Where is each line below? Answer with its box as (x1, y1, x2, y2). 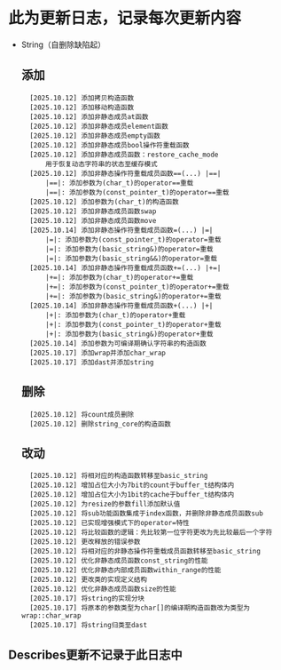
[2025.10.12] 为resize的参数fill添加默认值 (29, 499, 181, 509)
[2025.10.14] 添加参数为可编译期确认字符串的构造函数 (29, 339, 207, 347)
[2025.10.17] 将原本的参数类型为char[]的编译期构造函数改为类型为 (29, 603, 250, 613)
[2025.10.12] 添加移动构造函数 (29, 103, 135, 112)
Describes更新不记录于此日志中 (8, 647, 183, 662)
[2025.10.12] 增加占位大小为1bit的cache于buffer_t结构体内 (29, 491, 235, 499)
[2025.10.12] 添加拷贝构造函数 (29, 93, 135, 102)
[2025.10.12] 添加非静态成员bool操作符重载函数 (29, 140, 190, 149)
